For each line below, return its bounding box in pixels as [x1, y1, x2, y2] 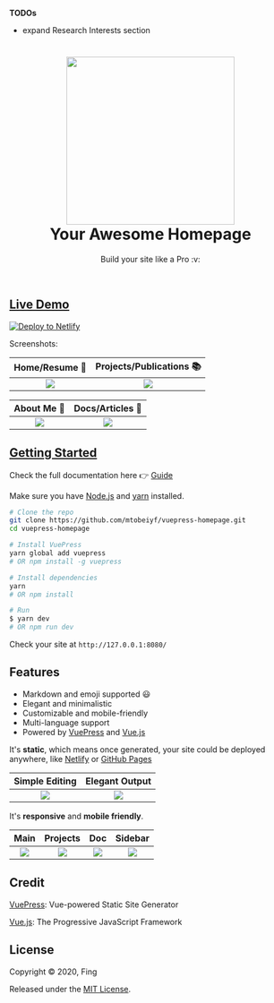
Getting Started [9, 445, 98, 460]
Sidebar [115, 832, 150, 844]
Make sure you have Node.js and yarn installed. [9, 490, 185, 501]
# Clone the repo [9, 508, 74, 517]
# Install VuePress [9, 541, 82, 550]
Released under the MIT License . [9, 983, 132, 994]
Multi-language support [21, 716, 110, 728]
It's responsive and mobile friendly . [9, 810, 144, 821]
